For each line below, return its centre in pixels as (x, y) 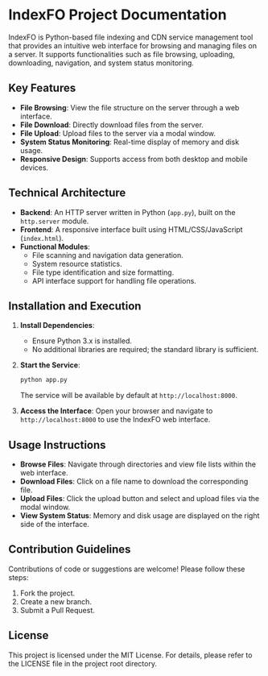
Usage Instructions (57, 445)
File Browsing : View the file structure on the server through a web (130, 107)
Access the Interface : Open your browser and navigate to (116, 411)
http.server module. (54, 221)
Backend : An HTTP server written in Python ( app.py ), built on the (128, 212)
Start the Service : (50, 365)
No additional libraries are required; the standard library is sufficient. (145, 350)
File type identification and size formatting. (103, 272)
